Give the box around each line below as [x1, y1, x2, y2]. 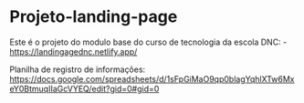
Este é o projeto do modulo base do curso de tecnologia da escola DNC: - [9, 36, 288, 47]
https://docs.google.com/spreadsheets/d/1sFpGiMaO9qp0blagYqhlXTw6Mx [9, 73, 295, 84]
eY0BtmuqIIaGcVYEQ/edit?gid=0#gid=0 [9, 83, 160, 94]
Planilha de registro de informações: [9, 64, 146, 75]
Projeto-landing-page [9, 6, 178, 27]
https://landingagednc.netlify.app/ [9, 46, 138, 57]
